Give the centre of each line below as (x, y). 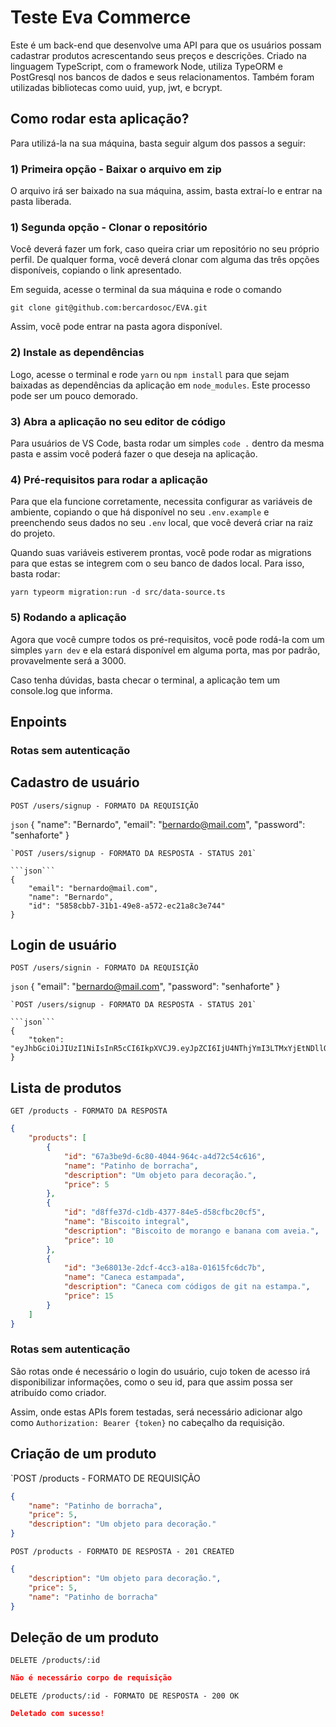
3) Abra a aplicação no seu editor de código (118, 421)
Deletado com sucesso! (57, 1714)
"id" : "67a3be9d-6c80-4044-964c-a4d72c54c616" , (165, 1156)
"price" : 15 (88, 1296)
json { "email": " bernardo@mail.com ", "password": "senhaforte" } (145, 987)
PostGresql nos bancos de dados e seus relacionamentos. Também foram (162, 77)
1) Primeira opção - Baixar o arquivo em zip (116, 169)
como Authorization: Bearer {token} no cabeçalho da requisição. (147, 1422)
